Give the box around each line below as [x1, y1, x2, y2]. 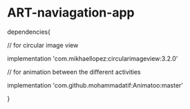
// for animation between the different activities [7, 68, 141, 76]
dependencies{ [7, 28, 50, 36]
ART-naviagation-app [7, 5, 135, 21]
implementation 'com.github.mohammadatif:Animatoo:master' [7, 81, 184, 89]
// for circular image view [7, 41, 79, 49]
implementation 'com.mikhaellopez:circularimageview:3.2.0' [7, 54, 178, 63]
